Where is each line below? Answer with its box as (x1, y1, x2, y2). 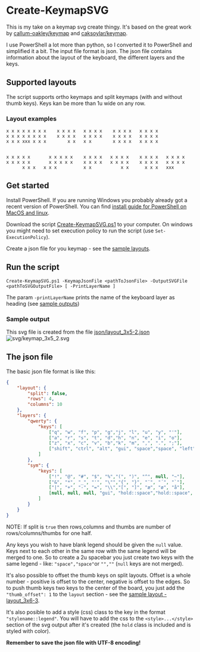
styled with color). (6, 627, 51, 635)
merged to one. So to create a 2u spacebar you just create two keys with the (6, 554, 194, 561)
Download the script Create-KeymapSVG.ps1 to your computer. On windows (6, 221, 193, 228)
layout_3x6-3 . (6, 597, 40, 604)
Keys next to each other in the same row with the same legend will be (6, 547, 177, 554)
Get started (6, 181, 49, 191)
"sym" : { (27, 462, 49, 468)
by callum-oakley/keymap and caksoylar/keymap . (6, 29, 128, 36)
